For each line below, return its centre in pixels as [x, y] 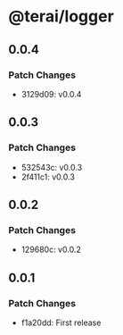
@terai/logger [61, 17]
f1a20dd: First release [61, 322]
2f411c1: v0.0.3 [48, 177]
